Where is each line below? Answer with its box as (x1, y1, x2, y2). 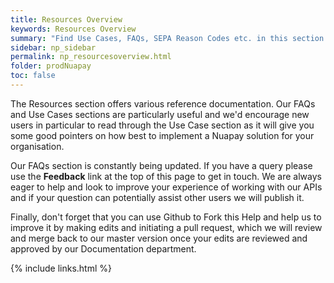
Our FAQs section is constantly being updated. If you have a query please (10, 159, 313, 171)
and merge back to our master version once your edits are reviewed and (10, 232, 308, 244)
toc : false (10, 71, 56, 81)
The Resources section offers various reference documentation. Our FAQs (10, 97, 316, 110)
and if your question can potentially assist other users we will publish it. (10, 191, 305, 203)
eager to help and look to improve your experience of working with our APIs (10, 181, 323, 193)
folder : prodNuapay (10, 61, 92, 71)
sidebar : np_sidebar (10, 42, 97, 53)
